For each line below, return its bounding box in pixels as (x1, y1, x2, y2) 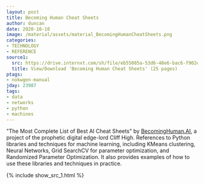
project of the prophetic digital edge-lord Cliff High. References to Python (6, 134, 191, 141)
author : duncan (6, 20, 45, 26)
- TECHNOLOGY (6, 43, 39, 49)
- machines (6, 111, 34, 117)
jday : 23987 (6, 83, 36, 89)
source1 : (6, 54, 29, 60)
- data (6, 94, 23, 100)
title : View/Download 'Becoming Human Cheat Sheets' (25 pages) (12, 65, 178, 72)
